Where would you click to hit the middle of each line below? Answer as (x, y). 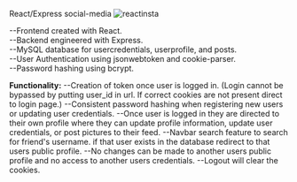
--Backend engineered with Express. (76, 40)
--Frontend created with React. (66, 30)
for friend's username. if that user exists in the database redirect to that (140, 142)
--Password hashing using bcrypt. (72, 68)
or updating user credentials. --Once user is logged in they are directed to (145, 114)
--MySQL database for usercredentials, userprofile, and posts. (123, 49)
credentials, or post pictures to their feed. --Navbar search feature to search (148, 132)
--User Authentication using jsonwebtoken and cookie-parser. (123, 59)
